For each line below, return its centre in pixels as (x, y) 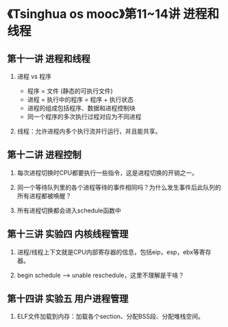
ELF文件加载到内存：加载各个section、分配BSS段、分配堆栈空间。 (110, 317)
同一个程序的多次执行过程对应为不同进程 (84, 117)
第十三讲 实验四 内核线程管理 (68, 234)
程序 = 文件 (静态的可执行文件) (70, 91)
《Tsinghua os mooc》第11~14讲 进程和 (113, 14)
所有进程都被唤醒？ (44, 195)
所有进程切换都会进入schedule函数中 (69, 210)
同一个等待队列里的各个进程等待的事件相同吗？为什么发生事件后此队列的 (119, 187)
